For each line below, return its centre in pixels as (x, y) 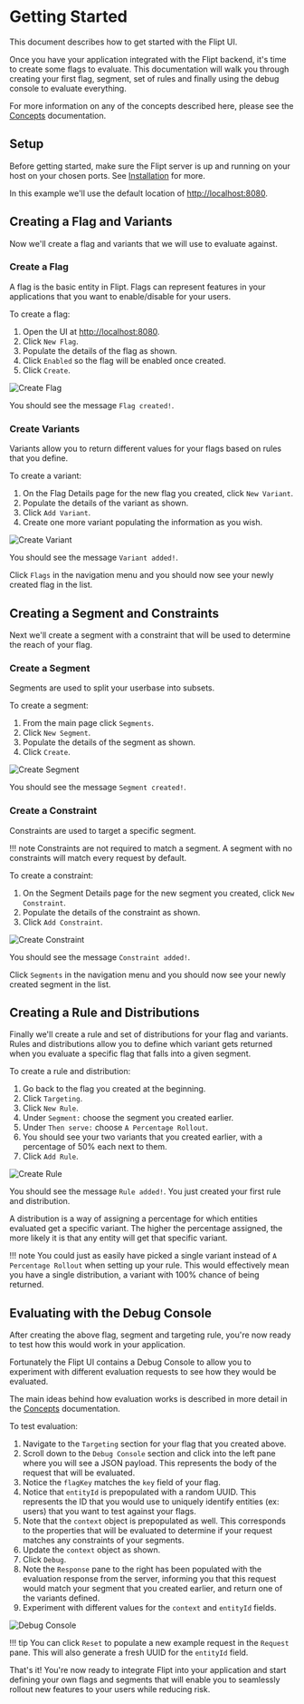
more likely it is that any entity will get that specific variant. (119, 1238)
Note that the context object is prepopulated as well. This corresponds (154, 1521)
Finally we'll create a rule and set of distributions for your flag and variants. (149, 1034)
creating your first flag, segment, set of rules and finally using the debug (144, 78)
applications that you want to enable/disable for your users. (120, 296)
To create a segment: (49, 706)
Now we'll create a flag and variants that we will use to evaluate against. (143, 243)
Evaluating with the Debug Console (111, 1313)
